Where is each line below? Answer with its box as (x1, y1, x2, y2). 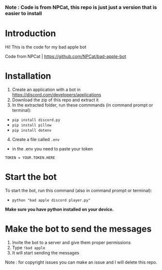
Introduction (5, 28, 56, 39)
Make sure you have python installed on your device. (5, 206, 114, 212)
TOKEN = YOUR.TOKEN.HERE (5, 155, 55, 160)
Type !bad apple (12, 245, 46, 251)
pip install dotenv (12, 128, 52, 133)
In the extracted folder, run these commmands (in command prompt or (12, 102, 153, 108)
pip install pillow (12, 123, 52, 127)
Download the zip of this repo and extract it (12, 97, 99, 103)
